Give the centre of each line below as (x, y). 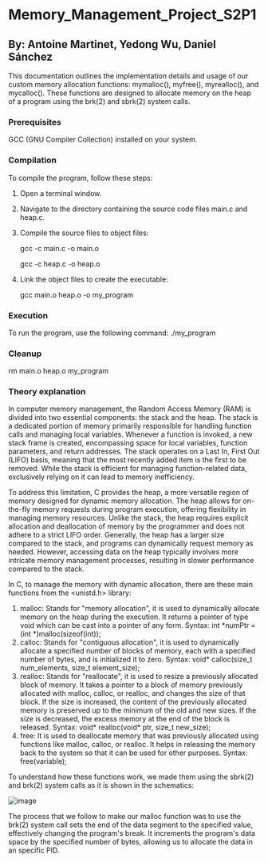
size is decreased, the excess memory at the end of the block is (124, 719)
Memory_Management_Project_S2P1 (132, 15)
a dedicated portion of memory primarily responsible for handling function (130, 426)
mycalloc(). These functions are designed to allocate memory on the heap (130, 93)
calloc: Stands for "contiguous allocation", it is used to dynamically (129, 642)
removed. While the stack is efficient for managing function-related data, (128, 469)
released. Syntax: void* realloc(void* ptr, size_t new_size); (115, 727)
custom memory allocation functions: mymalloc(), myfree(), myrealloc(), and (134, 84)
